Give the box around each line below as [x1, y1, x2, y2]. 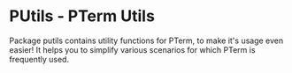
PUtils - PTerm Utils [9, 6, 155, 26]
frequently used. [9, 54, 69, 64]
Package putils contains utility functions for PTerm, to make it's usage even [9, 35, 284, 46]
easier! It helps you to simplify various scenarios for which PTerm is [9, 44, 256, 55]
